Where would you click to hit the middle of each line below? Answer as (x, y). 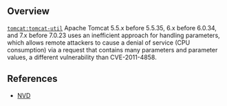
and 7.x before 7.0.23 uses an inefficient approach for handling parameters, (113, 35)
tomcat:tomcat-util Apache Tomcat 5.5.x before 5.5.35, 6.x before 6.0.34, (112, 28)
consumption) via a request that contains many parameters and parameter (112, 50)
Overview (29, 11)
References (32, 79)
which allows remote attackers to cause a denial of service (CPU (99, 42)
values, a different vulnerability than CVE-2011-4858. (82, 57)
